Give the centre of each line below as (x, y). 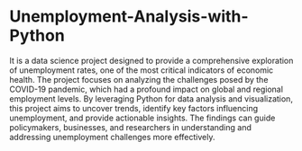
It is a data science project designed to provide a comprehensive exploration (151, 60)
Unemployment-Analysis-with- (129, 17)
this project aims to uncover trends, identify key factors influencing (134, 108)
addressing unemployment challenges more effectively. (112, 137)
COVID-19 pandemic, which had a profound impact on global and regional (146, 89)
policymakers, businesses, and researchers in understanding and (131, 127)
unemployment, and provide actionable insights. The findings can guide (142, 118)
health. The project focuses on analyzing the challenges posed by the (139, 79)
